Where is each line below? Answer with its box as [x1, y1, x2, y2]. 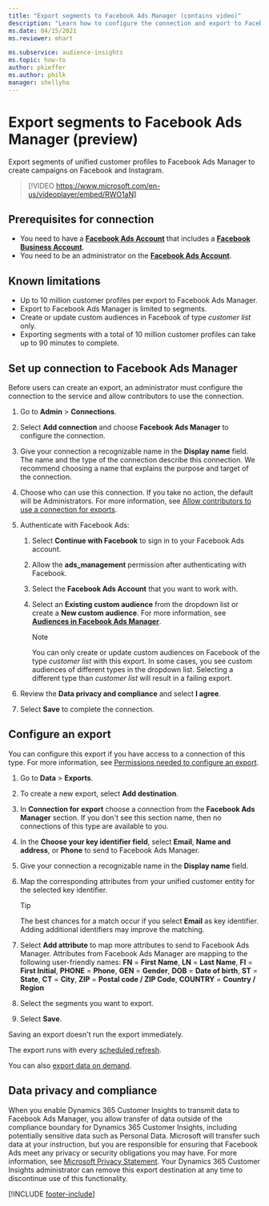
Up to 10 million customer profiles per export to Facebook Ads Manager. [19, 295, 258, 305]
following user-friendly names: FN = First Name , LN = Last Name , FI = [19, 957, 253, 967]
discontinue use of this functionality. [8, 1173, 128, 1183]
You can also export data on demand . [8, 1061, 132, 1070]
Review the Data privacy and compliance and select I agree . [19, 689, 222, 699]
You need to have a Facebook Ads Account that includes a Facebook [19, 234, 251, 243]
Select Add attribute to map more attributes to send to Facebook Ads [19, 940, 250, 950]
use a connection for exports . [19, 505, 118, 514]
